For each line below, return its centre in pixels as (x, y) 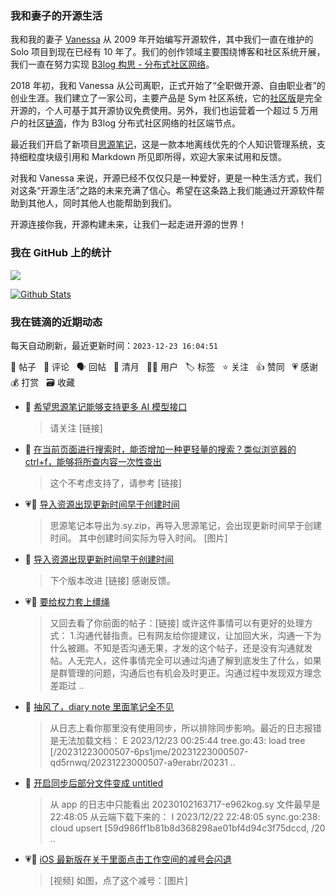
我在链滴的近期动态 (56, 322)
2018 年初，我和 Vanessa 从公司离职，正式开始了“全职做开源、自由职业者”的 (168, 86)
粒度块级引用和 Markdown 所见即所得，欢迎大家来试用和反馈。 (157, 157)
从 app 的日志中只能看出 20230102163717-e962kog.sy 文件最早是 (185, 804)
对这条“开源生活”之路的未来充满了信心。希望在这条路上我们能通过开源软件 (163, 191)
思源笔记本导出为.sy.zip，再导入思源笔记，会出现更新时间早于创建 (185, 525)
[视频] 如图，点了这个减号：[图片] (118, 880)
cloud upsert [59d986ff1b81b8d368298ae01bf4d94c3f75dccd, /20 (187, 828)
